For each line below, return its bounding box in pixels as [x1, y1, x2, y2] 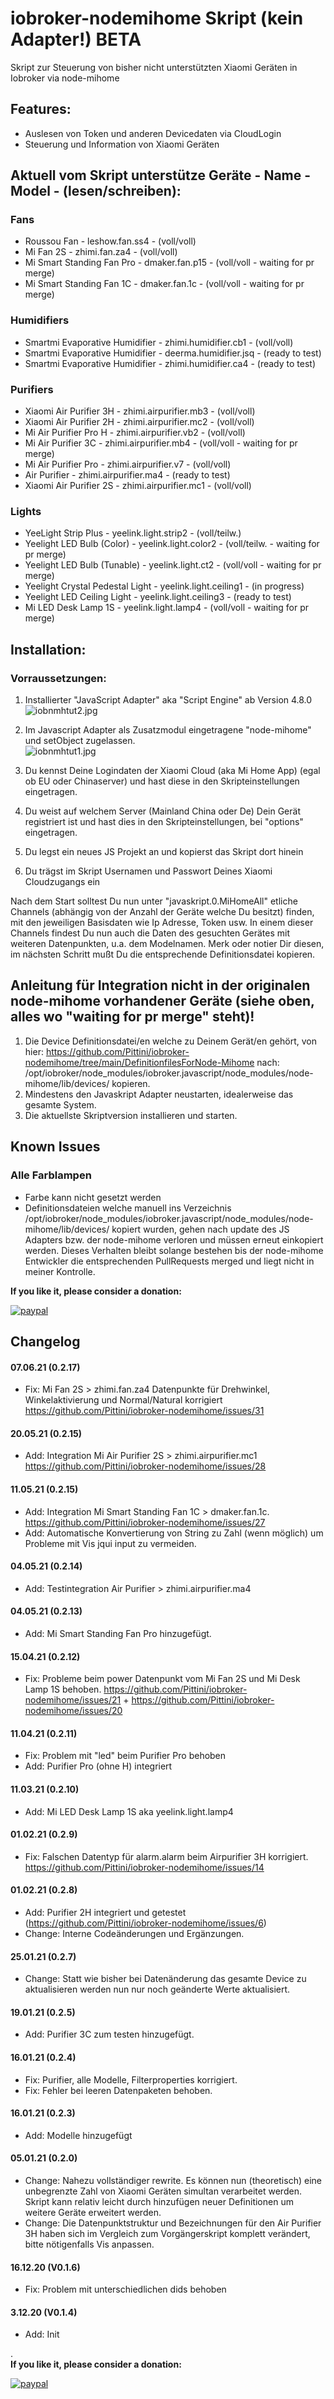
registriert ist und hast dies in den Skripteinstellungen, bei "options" [24, 816, 304, 828]
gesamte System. [24, 1098, 97, 1111]
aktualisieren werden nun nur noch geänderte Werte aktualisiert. [24, 1983, 291, 1996]
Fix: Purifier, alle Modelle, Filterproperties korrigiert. [24, 2073, 238, 2086]
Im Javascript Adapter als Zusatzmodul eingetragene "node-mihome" [24, 724, 312, 736]
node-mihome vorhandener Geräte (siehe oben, [10, 993, 315, 1010]
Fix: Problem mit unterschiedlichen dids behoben [24, 2283, 227, 2296]
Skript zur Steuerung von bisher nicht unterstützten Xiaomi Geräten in [10, 61, 298, 73]
